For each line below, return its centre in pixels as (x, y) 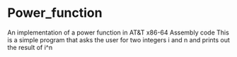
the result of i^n (30, 47)
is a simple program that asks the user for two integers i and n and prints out (118, 39)
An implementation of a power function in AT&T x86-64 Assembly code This (118, 32)
